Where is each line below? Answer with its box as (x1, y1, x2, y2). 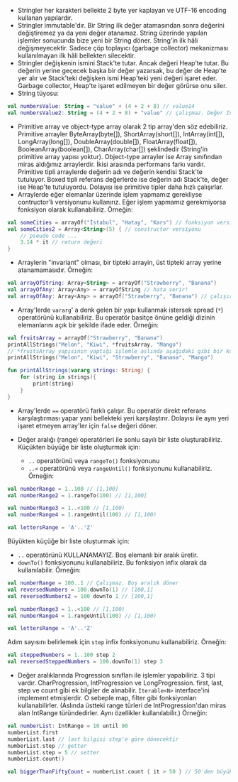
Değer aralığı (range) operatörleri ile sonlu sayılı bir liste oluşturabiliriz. (17, 435, 222, 443)
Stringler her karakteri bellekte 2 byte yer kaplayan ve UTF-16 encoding (17, 6, 227, 14)
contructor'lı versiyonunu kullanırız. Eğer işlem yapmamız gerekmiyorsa (17, 197, 227, 206)
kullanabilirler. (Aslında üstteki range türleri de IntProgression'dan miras (17, 701, 227, 710)
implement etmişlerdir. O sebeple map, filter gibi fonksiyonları (17, 694, 197, 702)
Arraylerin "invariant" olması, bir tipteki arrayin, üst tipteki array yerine (17, 259, 222, 267)
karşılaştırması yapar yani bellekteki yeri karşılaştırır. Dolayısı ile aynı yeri (17, 413, 229, 422)
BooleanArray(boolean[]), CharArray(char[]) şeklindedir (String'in (17, 145, 208, 153)
